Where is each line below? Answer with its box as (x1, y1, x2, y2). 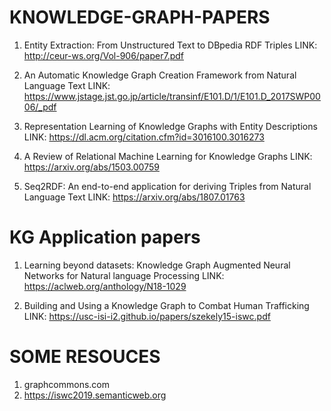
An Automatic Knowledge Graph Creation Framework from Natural (23, 69, 297, 81)
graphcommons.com (23, 378, 111, 390)
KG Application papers (9, 226, 201, 249)
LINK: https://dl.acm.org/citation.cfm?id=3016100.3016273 (23, 131, 265, 143)
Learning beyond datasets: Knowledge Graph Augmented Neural (23, 259, 291, 271)
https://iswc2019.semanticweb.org (23, 389, 167, 401)
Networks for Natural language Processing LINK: (23, 269, 225, 281)
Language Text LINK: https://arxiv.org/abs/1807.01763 (23, 191, 246, 203)
